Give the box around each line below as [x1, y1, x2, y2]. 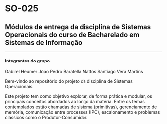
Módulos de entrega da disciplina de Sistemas [5, 23, 151, 31]
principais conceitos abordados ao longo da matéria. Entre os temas [5, 99, 145, 105]
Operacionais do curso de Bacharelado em [5, 30, 140, 39]
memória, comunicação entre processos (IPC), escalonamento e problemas [5, 109, 160, 115]
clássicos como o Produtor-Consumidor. [5, 115, 88, 121]
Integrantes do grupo [5, 58, 50, 63]
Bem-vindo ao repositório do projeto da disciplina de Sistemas [5, 78, 133, 84]
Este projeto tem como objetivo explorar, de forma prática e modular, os [5, 93, 153, 99]
